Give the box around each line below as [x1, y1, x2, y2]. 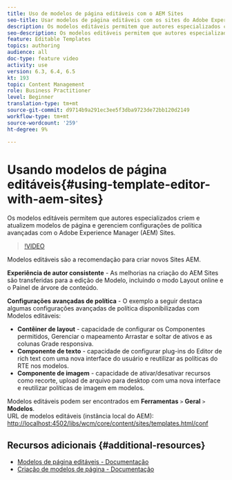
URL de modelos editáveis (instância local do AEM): [7, 412, 154, 421]
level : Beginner [7, 94, 54, 101]
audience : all [7, 49, 48, 56]
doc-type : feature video [7, 55, 79, 62]
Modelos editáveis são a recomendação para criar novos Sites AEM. [7, 255, 202, 264]
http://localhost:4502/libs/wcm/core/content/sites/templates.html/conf [7, 419, 209, 427]
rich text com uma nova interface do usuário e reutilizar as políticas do [17, 354, 218, 363]
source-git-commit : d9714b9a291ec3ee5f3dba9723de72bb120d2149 [7, 107, 190, 113]
